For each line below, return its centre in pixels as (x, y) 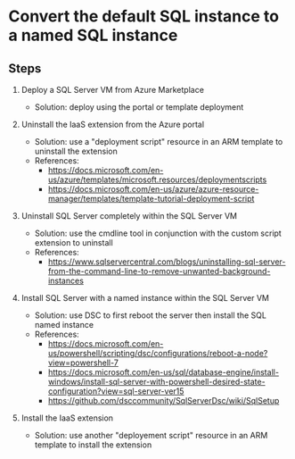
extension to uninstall (74, 242)
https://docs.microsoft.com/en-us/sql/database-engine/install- (164, 372)
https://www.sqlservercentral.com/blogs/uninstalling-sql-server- (167, 262)
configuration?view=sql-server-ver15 (116, 391)
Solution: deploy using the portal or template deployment (139, 107)
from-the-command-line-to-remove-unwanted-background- (159, 271)
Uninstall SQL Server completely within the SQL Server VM (129, 216)
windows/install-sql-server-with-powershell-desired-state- (156, 382)
